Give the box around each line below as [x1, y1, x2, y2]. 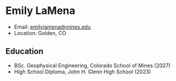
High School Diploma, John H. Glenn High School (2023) [13, 68, 151, 75]
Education [5, 47, 44, 57]
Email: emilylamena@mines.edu [13, 23, 92, 30]
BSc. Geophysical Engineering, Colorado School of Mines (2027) [13, 62, 171, 69]
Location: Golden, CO [13, 29, 66, 36]
